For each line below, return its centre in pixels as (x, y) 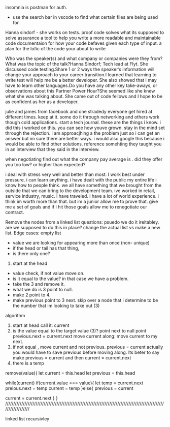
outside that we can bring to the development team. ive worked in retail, (80, 191)
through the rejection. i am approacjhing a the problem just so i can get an (82, 133)
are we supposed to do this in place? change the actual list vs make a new (83, 227)
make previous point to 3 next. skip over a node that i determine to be (85, 300)
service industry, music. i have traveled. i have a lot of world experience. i (82, 196)
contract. (15, 212)
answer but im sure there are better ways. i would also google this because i (85, 139)
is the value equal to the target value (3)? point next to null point (79, 331)
